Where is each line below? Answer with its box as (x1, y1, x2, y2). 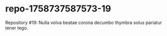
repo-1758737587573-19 (5, 3, 112, 14)
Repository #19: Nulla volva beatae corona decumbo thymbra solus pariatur (5, 19, 162, 25)
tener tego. (5, 24, 28, 30)
